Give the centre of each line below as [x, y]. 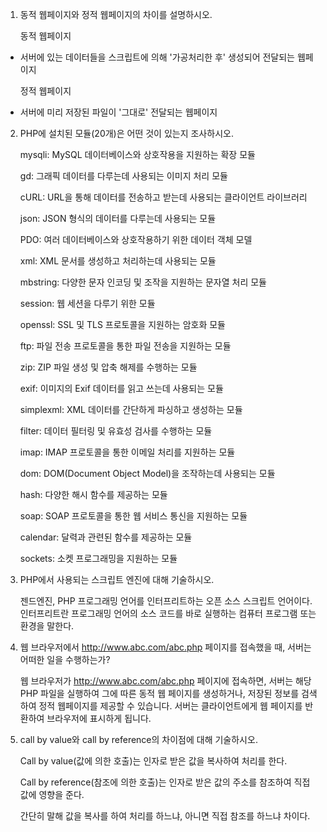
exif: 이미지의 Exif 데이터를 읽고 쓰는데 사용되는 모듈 [121, 388]
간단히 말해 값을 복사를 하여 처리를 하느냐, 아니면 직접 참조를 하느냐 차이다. [165, 816]
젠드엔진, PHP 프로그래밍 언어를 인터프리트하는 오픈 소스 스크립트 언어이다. [166, 601]
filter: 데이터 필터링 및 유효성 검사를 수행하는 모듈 [116, 431]
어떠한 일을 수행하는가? [65, 659]
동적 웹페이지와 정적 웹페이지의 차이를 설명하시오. [116, 14]
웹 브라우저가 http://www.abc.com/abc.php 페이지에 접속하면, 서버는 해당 [165, 681]
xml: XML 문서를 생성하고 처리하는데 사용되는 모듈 [118, 261]
